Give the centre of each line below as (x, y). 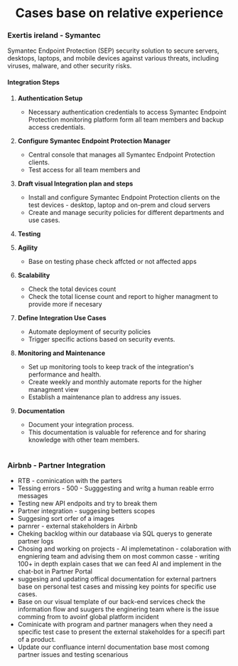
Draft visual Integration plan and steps (75, 184)
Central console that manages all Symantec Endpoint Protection (121, 154)
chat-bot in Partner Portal (55, 571)
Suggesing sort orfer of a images (66, 519)
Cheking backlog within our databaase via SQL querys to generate (115, 534)
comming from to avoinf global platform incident (88, 617)
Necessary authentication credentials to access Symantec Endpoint (127, 112)
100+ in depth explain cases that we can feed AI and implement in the (119, 564)
